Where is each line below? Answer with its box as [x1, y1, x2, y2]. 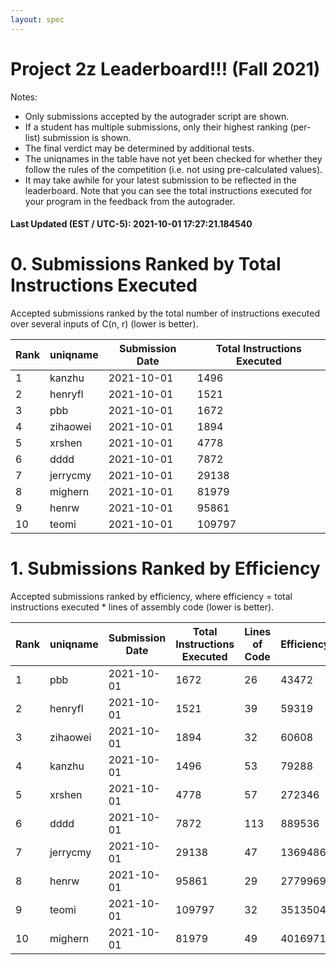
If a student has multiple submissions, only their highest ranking [24, 121, 288, 133]
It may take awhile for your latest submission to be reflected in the [24, 174, 297, 186]
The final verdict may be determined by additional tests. [24, 142, 255, 154]
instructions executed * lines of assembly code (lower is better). [10, 601, 275, 613]
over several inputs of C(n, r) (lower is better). [10, 318, 199, 330]
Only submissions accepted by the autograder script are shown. [24, 110, 290, 122]
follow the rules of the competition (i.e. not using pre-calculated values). [24, 163, 323, 175]
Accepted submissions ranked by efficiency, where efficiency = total [10, 591, 293, 603]
